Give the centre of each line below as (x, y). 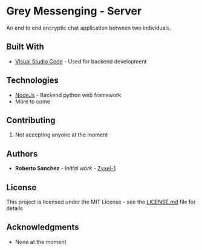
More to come (32, 101)
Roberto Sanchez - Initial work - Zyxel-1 (65, 168)
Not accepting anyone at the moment (61, 135)
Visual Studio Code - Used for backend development (81, 61)
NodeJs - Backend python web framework (68, 95)
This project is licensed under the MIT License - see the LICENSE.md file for (101, 202)
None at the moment (41, 242)
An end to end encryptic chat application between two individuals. (89, 28)
